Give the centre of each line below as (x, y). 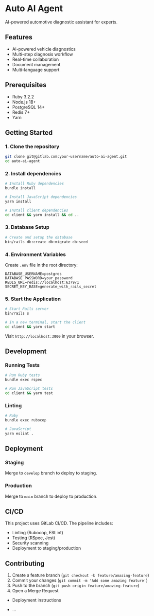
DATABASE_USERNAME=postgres (34, 274)
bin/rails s (17, 314)
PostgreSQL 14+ (28, 107)
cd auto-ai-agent (23, 161)
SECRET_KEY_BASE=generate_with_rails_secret (51, 287)
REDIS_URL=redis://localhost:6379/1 (42, 282)
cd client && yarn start (30, 326)
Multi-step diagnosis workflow (43, 54)
